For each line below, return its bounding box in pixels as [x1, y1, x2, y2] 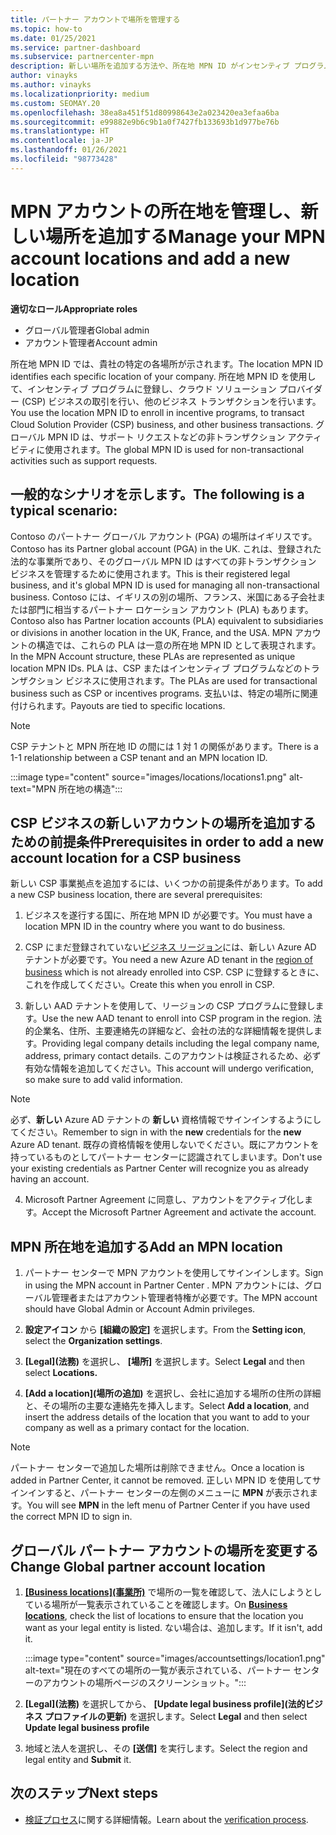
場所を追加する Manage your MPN [45, 225, 326, 248]
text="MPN [10, 782, 57, 795]
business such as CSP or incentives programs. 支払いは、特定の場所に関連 [10, 687, 319, 699]
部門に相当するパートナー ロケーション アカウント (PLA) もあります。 [27, 603, 314, 615]
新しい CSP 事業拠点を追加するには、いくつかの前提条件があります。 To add [10, 877, 323, 890]
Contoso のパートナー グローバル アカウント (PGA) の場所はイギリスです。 [10, 530, 318, 542]
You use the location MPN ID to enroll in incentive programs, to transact [10, 406, 305, 418]
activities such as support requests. [10, 454, 158, 466]
